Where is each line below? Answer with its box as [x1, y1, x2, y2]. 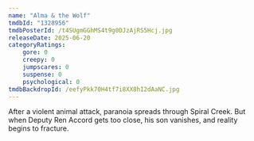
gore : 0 [22, 48, 48, 56]
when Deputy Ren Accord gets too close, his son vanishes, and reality [8, 116, 238, 125]
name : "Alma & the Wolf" [8, 11, 91, 20]
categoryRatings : [8, 41, 66, 49]
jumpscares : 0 [22, 63, 69, 71]
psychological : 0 [22, 78, 80, 86]
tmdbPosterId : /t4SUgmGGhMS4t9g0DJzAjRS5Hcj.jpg [8, 26, 173, 34]
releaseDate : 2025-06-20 [8, 33, 91, 42]
